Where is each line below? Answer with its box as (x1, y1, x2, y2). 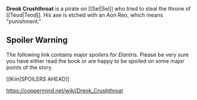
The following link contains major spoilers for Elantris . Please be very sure (6, 51, 189, 58)
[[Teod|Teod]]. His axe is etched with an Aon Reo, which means (6, 11, 163, 19)
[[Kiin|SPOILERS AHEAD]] (6, 75, 70, 83)
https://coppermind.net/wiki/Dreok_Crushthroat (6, 87, 123, 94)
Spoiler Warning (6, 35, 68, 46)
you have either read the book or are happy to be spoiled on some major (6, 57, 184, 65)
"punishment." (6, 18, 42, 25)
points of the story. (6, 63, 53, 71)
